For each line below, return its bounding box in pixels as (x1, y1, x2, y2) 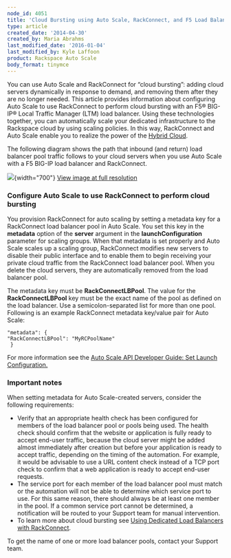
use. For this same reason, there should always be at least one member (16, 495, 220, 503)
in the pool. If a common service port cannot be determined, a (16, 502, 194, 510)
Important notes (7, 378, 63, 387)
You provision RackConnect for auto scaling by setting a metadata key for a (7, 215, 221, 223)
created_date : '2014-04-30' (7, 29, 88, 36)
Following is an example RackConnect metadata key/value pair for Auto (7, 308, 209, 316)
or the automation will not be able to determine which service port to (16, 487, 212, 495)
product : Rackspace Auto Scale (7, 55, 97, 62)
